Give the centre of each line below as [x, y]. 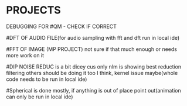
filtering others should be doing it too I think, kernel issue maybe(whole [92, 73]
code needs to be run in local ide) [47, 79]
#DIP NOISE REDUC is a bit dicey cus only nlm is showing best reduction [94, 66]
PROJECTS [34, 10]
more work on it [25, 55]
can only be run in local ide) [40, 97]
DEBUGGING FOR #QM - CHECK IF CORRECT [62, 26]
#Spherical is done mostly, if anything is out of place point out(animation [94, 90]
